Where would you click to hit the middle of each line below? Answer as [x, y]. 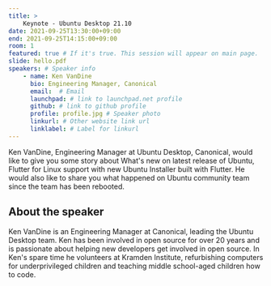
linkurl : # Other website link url [90, 122]
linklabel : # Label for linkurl [84, 129]
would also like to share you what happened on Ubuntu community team [129, 177]
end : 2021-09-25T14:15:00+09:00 [63, 38]
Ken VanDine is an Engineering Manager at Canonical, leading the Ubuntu [131, 231]
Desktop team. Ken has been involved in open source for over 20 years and [134, 240]
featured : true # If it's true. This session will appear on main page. [133, 53]
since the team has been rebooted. [67, 186]
